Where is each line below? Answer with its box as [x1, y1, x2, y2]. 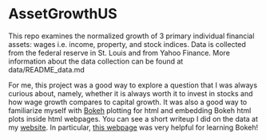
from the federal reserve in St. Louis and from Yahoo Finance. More [8, 48, 230, 57]
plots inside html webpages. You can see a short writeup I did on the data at [8, 114, 258, 123]
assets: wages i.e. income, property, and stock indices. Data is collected [8, 39, 246, 49]
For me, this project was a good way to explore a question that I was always [8, 80, 258, 90]
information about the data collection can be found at [8, 56, 184, 66]
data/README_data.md [8, 64, 85, 74]
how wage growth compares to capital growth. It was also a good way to [8, 97, 248, 107]
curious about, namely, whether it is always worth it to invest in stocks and [8, 88, 253, 98]
